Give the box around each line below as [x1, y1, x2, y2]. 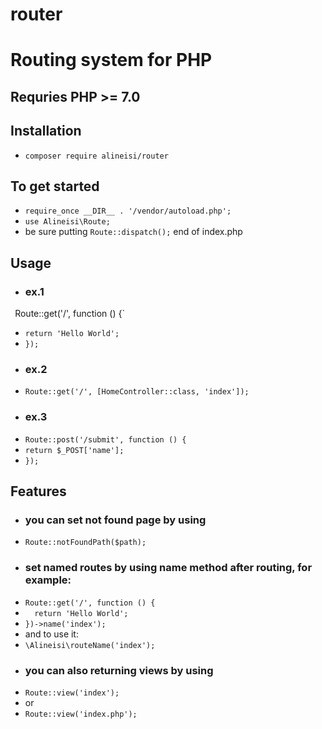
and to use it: [24, 628, 79, 640]
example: [24, 573, 72, 587]
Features [10, 483, 67, 500]
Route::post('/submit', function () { [24, 434, 187, 445]
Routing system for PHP [10, 49, 213, 72]
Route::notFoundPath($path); [24, 538, 147, 548]
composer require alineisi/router [24, 151, 169, 161]
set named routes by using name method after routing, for [24, 561, 313, 575]
